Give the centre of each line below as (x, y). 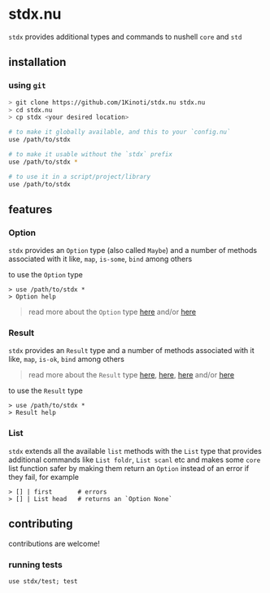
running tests (35, 565)
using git (27, 85)
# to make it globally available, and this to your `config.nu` (120, 132)
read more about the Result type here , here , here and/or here (131, 375)
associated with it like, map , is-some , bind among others (100, 259)
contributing (41, 524)
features (30, 209)
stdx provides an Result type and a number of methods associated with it (131, 351)
